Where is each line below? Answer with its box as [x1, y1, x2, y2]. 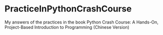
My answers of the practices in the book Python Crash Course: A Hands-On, [4, 19, 159, 25]
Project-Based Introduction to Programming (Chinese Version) [4, 24, 130, 30]
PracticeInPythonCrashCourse [4, 3, 132, 14]
